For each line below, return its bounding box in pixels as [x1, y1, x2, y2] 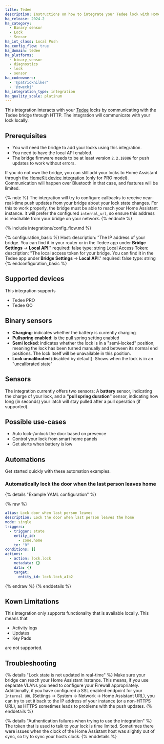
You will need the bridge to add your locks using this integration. [12, 145, 142, 151]
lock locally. [5, 117, 29, 123]
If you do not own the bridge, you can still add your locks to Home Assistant [5, 170, 158, 176]
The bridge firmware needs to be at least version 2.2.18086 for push [12, 155, 150, 161]
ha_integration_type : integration [5, 89, 76, 94]
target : [14, 570, 29, 575]
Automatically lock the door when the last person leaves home [5, 481, 156, 488]
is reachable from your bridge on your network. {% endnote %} [5, 216, 133, 222]
